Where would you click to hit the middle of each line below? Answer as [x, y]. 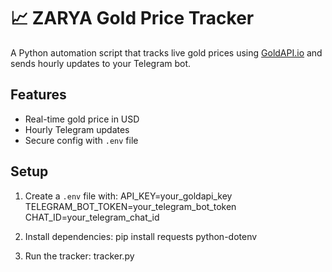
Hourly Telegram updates [77, 129]
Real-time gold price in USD [82, 119]
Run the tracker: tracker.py [79, 256]
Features [38, 95]
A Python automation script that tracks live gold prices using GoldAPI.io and [166, 52]
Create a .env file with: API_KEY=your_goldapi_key [128, 196]
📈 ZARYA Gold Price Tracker [132, 18]
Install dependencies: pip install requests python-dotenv [141, 236]
